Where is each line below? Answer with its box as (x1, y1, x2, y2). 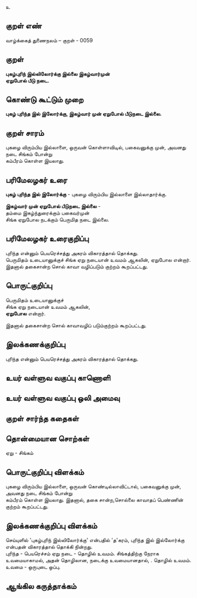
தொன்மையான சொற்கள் (5, 433, 90, 444)
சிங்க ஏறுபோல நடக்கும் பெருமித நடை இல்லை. (5, 216, 110, 224)
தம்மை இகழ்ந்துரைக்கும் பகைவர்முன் (5, 209, 90, 216)
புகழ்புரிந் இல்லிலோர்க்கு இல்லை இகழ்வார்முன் (5, 70, 111, 78)
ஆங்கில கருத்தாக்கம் (5, 581, 77, 591)
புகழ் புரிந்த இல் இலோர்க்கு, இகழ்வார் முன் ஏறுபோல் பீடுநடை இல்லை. (5, 110, 162, 117)
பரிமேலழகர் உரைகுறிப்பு (5, 234, 89, 244)
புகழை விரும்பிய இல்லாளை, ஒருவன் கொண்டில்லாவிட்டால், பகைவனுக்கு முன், (5, 483, 182, 490)
